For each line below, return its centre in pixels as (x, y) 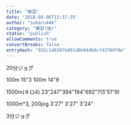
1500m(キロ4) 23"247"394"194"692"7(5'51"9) (63, 92)
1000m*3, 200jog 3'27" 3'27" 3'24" (50, 104)
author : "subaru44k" (32, 23)
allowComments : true (32, 39)
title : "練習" (23, 12)
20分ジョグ (20, 68)
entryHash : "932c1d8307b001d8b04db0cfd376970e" (66, 50)
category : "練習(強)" (31, 28)
